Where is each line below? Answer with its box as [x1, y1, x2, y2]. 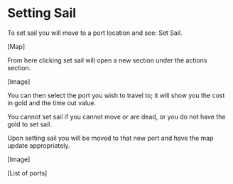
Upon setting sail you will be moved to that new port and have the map [7, 134, 215, 142]
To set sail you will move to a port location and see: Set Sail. [7, 28, 183, 37]
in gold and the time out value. [7, 98, 97, 107]
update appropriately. [7, 141, 70, 150]
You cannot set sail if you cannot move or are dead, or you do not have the [7, 112, 226, 121]
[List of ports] [7, 168, 48, 177]
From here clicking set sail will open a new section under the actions [7, 55, 207, 65]
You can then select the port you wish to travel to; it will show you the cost [7, 91, 225, 99]
